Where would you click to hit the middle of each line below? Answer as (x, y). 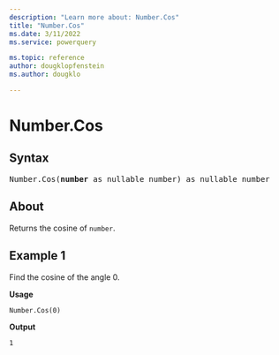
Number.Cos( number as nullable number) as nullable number (140, 179)
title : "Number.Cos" (47, 26)
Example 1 (38, 256)
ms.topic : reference (47, 58)
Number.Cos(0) (35, 310)
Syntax (29, 159)
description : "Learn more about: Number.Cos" (94, 17)
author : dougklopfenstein (57, 66)
